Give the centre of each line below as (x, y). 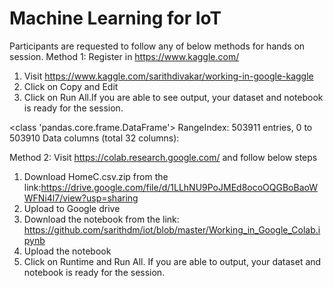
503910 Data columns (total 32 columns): (94, 138)
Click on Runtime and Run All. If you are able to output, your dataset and (172, 261)
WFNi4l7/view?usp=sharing (81, 198)
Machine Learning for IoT (115, 18)
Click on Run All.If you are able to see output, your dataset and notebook (173, 97)
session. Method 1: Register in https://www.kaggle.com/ (124, 56)
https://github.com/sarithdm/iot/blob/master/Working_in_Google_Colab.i (172, 229)
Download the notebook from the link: (101, 219)
